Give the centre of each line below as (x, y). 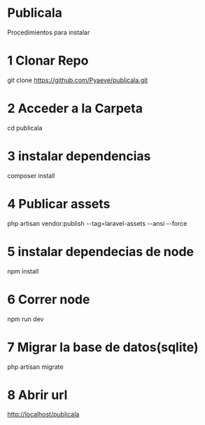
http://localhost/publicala (43, 414)
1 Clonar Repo (48, 61)
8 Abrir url (37, 395)
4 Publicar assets (59, 204)
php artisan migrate (36, 367)
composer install (31, 175)
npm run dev (26, 319)
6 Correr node (49, 299)
